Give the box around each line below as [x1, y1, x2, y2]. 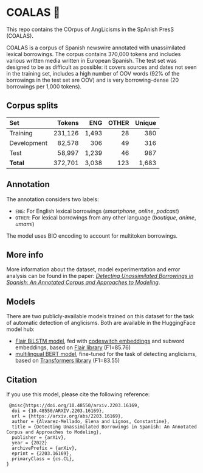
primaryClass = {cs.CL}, [12, 456, 75, 462]
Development [9, 138, 47, 147]
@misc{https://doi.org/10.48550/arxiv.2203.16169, [9, 402, 140, 408]
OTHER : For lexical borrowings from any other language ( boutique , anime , [15, 213, 196, 221]
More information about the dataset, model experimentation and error [6, 266, 181, 273]
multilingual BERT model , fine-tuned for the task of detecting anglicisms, [15, 350, 198, 358]
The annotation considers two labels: [6, 195, 99, 203]
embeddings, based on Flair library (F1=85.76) [15, 344, 131, 351]
